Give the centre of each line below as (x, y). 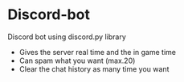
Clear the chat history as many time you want (94, 68)
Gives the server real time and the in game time (97, 52)
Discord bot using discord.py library (67, 37)
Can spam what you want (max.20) (77, 61)
